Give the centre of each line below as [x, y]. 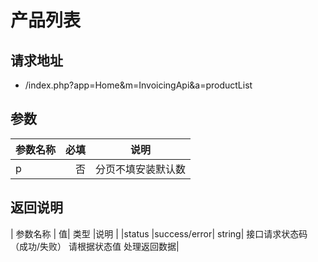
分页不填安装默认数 [141, 169]
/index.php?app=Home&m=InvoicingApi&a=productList [138, 85]
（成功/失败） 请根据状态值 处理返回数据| [95, 246]
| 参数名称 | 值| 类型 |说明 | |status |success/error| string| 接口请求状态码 [159, 233]
